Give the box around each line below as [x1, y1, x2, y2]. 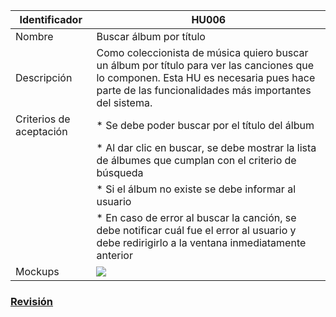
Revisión [10, 294, 54, 308]
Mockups [15, 265, 60, 278]
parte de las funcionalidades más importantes [96, 84, 312, 97]
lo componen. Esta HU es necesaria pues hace [96, 71, 316, 84]
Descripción [15, 71, 73, 84]
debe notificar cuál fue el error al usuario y [96, 224, 297, 237]
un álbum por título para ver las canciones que [96, 59, 314, 72]
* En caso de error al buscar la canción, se [96, 211, 297, 224]
